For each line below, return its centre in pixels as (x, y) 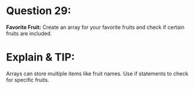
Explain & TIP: (40, 57)
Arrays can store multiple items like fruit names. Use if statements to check (97, 73)
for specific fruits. (28, 80)
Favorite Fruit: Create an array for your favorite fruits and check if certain (95, 27)
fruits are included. (29, 33)
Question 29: (39, 11)
